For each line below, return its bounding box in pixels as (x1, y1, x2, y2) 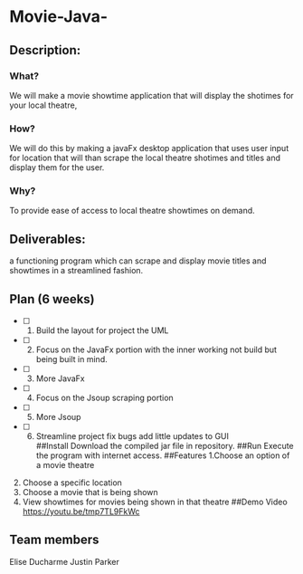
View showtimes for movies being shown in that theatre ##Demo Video (22, 496, 288, 508)
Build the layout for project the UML (35, 325, 169, 336)
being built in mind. (35, 354, 108, 365)
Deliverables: (9, 231, 86, 246)
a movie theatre (35, 460, 95, 471)
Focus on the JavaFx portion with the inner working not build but (35, 344, 278, 355)
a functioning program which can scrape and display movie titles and (9, 255, 267, 266)
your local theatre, (9, 100, 78, 110)
